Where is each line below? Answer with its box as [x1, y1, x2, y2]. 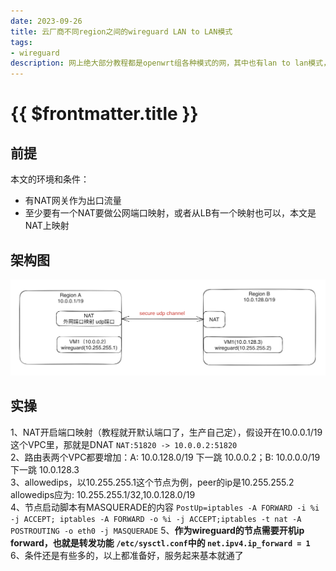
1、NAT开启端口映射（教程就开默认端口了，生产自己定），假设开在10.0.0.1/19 [10, 426, 323, 438]
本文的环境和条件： [10, 173, 90, 185]
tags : [10, 37, 33, 47]
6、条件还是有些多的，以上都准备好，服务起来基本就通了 [10, 549, 244, 561]
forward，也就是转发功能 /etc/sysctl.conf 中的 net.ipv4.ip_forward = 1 [10, 536, 311, 549]
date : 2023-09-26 [10, 16, 83, 26]
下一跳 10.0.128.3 [10, 463, 80, 475]
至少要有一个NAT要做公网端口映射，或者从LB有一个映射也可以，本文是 [24, 207, 317, 219]
